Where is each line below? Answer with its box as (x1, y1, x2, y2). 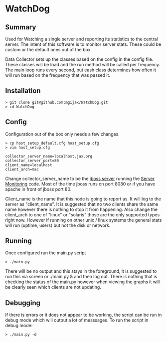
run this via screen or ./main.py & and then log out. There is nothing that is (5, 274, 158, 280)
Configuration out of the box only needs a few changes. (5, 131, 120, 137)
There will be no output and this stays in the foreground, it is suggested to (5, 268, 157, 274)
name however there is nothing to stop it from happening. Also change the (5, 206, 158, 212)
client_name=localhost (5, 163, 52, 168)
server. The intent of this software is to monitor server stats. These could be (5, 41, 162, 47)
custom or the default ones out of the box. (5, 47, 92, 52)
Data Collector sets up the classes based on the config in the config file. (5, 56, 154, 62)
